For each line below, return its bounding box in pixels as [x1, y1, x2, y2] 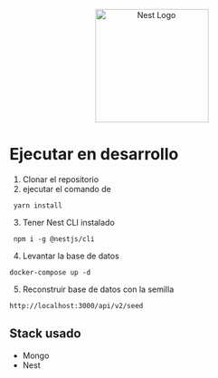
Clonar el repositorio [22, 173, 100, 185]
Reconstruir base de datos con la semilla [22, 284, 175, 295]
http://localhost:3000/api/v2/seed [9, 301, 144, 310]
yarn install [13, 200, 63, 210]
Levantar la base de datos [22, 250, 119, 261]
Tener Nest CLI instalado [22, 217, 115, 228]
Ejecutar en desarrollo [9, 144, 179, 165]
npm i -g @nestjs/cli [13, 234, 95, 244]
